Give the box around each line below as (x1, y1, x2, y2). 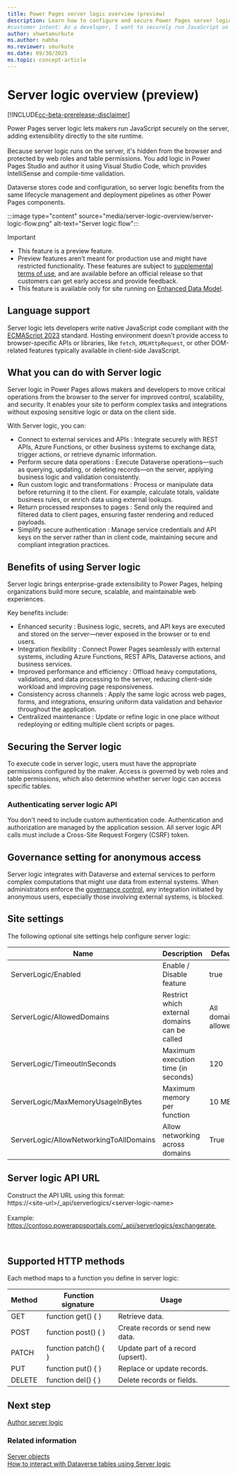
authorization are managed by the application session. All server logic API (7, 823, 222, 832)
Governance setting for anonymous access (7, 851, 201, 863)
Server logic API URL (7, 1172, 100, 1184)
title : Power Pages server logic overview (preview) (7, 10, 166, 18)
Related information (7, 1436, 77, 1446)
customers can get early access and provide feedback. (17, 277, 178, 285)
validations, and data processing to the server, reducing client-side (17, 675, 212, 684)
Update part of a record (118, 1343, 196, 1353)
